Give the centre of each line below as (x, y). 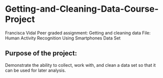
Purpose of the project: (41, 53)
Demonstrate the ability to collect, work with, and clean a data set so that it (81, 65)
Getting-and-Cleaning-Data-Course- (82, 9)
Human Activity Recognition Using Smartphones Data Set (63, 38)
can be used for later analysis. (35, 70)
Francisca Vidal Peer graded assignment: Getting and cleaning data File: (78, 33)
